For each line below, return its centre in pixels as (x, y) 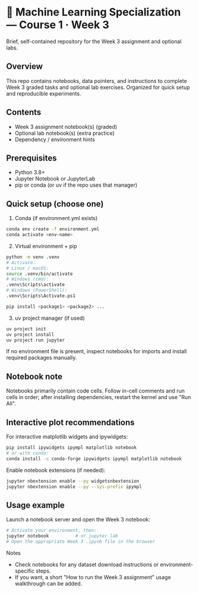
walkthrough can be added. (48, 583)
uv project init (26, 329)
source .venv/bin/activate (40, 274)
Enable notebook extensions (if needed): (56, 470)
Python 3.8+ (30, 172)
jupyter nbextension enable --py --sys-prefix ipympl (74, 487)
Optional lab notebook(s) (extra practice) (64, 133)
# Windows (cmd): (28, 279)
